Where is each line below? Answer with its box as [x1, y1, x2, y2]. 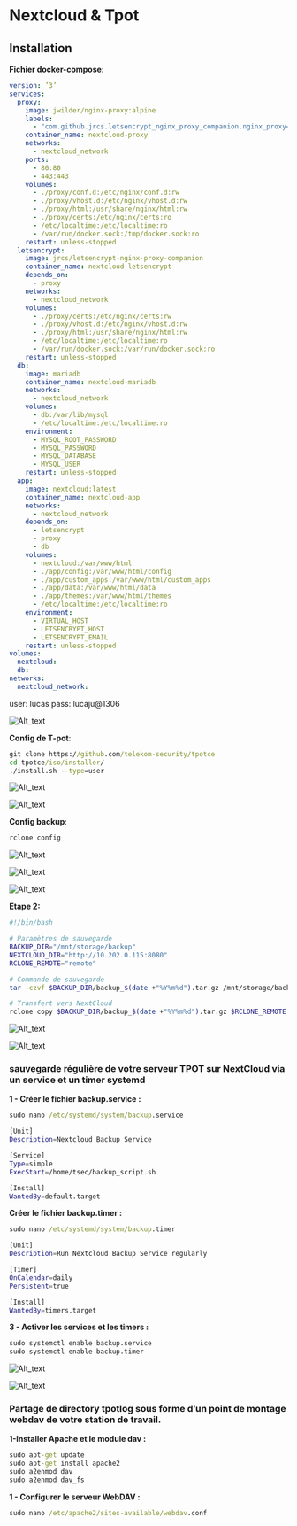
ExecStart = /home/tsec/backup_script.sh [9, 1167, 156, 1176]
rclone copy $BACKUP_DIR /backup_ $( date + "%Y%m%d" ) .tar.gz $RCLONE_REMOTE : [9, 1007, 291, 1017]
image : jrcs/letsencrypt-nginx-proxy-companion [25, 254, 203, 263]
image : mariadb [25, 369, 81, 378]
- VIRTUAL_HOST [32, 616, 89, 625]
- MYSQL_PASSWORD [32, 444, 97, 453]
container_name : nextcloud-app [25, 492, 141, 501]
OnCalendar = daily [9, 1273, 73, 1282]
